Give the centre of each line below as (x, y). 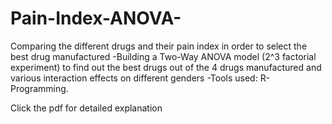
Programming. (39, 88)
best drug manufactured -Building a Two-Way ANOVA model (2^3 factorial (163, 56)
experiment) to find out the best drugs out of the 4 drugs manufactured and (166, 67)
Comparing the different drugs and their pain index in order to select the (159, 46)
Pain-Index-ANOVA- (96, 18)
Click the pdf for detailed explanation (86, 108)
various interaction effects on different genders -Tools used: (134, 78)
